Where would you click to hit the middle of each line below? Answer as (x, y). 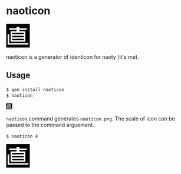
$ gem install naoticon (35, 89)
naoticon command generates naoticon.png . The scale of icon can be (90, 118)
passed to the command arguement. (50, 125)
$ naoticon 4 (22, 136)
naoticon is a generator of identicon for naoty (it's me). (73, 56)
